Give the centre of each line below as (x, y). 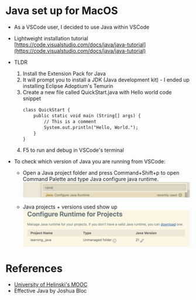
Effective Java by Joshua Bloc (50, 291)
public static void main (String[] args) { (87, 115)
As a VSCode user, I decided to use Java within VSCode (82, 27)
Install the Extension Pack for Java (64, 73)
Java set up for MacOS (62, 11)
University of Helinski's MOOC (51, 285)
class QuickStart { (47, 110)
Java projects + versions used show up (70, 207)
